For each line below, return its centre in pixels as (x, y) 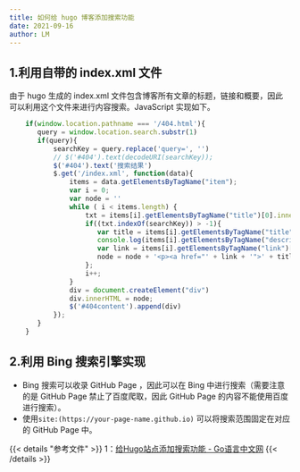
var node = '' (96, 199)
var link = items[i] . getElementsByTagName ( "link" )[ (195, 249)
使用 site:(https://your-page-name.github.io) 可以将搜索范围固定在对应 (156, 418)
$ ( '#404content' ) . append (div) (125, 307)
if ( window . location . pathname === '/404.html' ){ (115, 124)
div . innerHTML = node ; (111, 299)
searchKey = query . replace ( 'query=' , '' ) (131, 148)
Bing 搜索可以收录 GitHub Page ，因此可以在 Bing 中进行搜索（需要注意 (154, 384)
